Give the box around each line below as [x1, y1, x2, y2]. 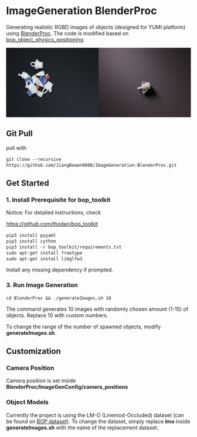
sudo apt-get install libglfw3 [6, 256, 83, 262]
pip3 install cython [6, 238, 57, 244]
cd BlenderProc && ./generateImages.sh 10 [6, 295, 111, 301]
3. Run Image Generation [6, 281, 78, 289]
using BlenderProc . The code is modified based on [6, 29, 129, 36]
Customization [6, 347, 62, 357]
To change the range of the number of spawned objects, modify [6, 323, 161, 330]
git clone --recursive [6, 156, 62, 162]
